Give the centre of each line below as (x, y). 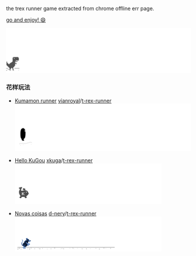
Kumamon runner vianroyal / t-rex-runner (63, 100)
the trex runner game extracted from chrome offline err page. (80, 8)
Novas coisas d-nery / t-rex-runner (55, 214)
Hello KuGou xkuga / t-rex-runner (53, 161)
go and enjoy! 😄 (26, 20)
